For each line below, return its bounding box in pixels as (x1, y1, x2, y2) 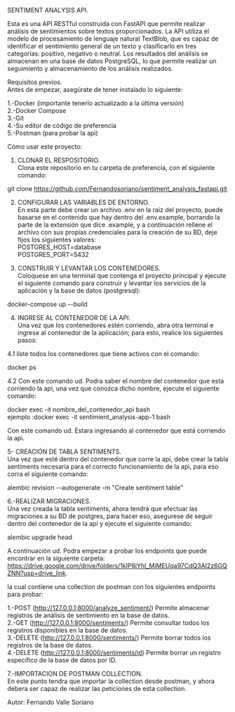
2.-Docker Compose (7, 107, 67, 114)
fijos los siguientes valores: (17, 235, 97, 244)
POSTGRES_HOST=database (17, 243, 102, 251)
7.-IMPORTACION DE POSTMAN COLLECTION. (7, 670, 143, 678)
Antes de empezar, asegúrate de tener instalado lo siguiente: (7, 86, 183, 93)
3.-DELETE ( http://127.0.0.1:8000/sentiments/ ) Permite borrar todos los (7, 633, 212, 642)
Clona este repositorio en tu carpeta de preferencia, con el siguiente (17, 164, 215, 171)
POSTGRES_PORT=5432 (17, 251, 89, 258)
